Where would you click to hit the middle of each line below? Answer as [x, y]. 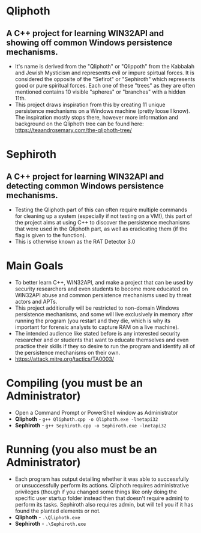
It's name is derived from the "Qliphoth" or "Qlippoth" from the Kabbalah [105, 66]
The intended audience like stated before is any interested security [97, 333]
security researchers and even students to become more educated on [101, 289]
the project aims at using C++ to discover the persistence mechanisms [102, 222]
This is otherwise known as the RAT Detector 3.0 [75, 242]
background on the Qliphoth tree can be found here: [79, 124]
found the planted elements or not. [58, 511]
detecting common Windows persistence [85, 186]
